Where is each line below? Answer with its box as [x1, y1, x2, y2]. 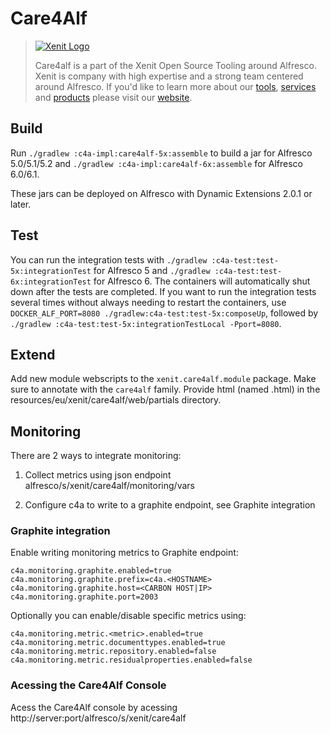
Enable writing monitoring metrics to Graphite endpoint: [10, 547, 239, 559]
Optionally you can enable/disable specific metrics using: [10, 610, 247, 622]
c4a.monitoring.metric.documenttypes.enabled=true [10, 638, 226, 648]
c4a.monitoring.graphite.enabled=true [10, 566, 172, 576]
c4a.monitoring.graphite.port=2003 [10, 592, 159, 602]
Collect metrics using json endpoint [24, 469, 172, 481]
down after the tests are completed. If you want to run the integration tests [10, 285, 317, 297]
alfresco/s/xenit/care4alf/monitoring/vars [24, 480, 195, 492]
